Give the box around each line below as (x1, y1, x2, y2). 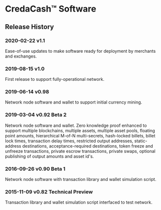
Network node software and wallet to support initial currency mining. (5, 99, 142, 105)
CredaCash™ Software (5, 3, 97, 15)
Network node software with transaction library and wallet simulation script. (5, 177, 157, 182)
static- (134, 138, 147, 144)
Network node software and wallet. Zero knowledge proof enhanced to (5, 122, 147, 128)
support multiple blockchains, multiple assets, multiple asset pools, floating (5, 127, 155, 134)
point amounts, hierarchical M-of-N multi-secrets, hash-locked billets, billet (5, 133, 156, 138)
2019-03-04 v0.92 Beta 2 (5, 111, 67, 118)
